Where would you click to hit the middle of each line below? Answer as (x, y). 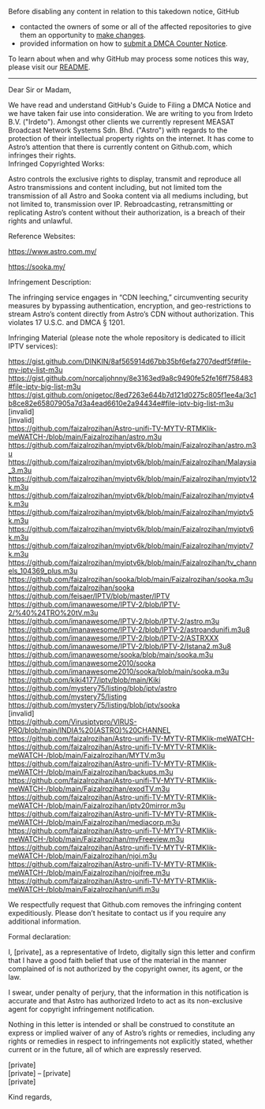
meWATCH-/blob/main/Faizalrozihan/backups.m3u (91, 772)
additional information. (45, 921)
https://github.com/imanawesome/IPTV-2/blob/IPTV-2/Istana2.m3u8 (119, 646)
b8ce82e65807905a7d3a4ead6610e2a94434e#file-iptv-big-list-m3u (121, 403)
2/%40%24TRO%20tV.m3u (53, 613)
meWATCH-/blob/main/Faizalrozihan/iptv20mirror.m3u (97, 805)
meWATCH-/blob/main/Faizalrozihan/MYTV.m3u (87, 755)
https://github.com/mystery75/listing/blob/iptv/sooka (94, 705)
